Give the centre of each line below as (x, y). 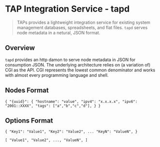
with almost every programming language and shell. (57, 75)
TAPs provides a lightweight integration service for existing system (83, 22)
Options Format (29, 121)
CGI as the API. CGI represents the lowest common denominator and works (80, 70)
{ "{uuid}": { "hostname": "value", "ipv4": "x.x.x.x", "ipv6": (71, 101)
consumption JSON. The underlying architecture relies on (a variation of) (78, 65)
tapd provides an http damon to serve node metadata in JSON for (70, 60)
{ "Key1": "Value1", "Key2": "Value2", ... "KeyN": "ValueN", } (71, 132)
